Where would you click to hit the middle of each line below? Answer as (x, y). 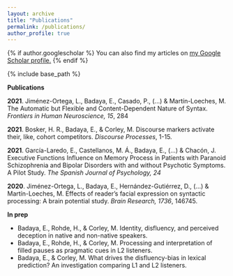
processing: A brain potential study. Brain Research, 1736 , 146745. (103, 201)
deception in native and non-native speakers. (82, 235)
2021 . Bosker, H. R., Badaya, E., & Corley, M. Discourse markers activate (111, 129)
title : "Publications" (40, 20)
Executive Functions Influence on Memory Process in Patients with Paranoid (116, 158)
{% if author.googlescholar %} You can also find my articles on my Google (114, 53)
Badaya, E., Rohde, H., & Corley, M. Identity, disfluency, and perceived (118, 228)
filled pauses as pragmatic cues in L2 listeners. (85, 250)
